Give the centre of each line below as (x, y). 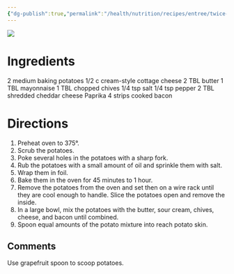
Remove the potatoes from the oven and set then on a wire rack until (116, 187)
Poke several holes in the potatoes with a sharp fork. (93, 158)
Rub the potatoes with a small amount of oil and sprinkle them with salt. (120, 165)
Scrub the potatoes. (46, 150)
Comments (32, 246)
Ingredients (41, 61)
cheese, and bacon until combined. (68, 217)
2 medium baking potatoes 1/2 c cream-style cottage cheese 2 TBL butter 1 (116, 80)
